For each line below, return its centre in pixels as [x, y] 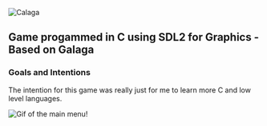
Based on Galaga [51, 50]
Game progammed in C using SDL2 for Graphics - [133, 37]
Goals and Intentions [49, 73]
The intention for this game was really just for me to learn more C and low [129, 90]
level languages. [35, 98]
